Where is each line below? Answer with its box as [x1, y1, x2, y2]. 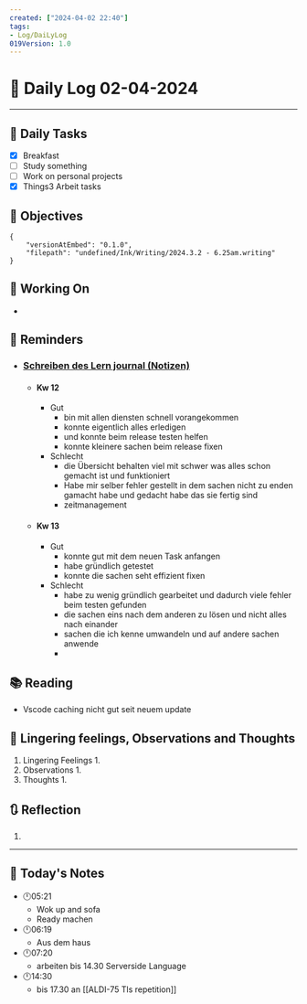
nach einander [63, 618, 119, 629]
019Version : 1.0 [9, 38, 71, 48]
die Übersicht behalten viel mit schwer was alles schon [63, 461, 271, 472]
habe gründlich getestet [63, 560, 153, 571]
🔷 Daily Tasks [9, 125, 88, 142]
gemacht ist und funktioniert [63, 470, 171, 481]
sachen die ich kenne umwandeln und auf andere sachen [63, 628, 280, 639]
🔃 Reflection [9, 802, 81, 817]
